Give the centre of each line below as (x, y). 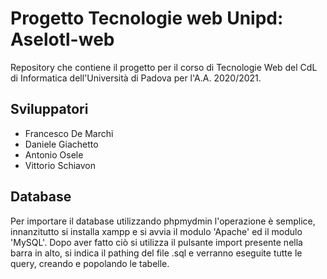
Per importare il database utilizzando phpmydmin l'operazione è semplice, (163, 221)
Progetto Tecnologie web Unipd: (147, 18)
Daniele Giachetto (61, 144)
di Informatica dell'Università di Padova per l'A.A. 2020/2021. (136, 78)
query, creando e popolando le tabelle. (90, 263)
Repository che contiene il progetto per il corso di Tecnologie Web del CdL (164, 67)
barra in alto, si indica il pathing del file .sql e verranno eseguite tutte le (156, 253)
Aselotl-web (62, 39)
